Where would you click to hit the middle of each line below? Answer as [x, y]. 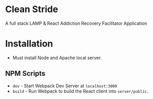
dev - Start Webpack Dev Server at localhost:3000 [65, 86]
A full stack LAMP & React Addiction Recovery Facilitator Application [76, 23]
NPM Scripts [25, 73]
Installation [29, 44]
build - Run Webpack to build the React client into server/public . [80, 91]
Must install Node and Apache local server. [57, 58]
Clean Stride [32, 9]
